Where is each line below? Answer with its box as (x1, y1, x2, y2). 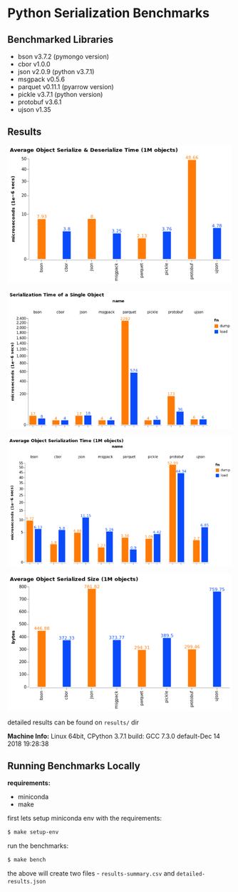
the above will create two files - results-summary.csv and (7, 869, 175, 878)
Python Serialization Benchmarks (7, 5, 210, 21)
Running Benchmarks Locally (7, 760, 140, 772)
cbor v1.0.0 (17, 60, 51, 68)
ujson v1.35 (17, 106, 51, 113)
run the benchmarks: (7, 841, 69, 850)
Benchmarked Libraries (7, 34, 114, 46)
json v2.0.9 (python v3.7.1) (17, 68, 95, 76)
